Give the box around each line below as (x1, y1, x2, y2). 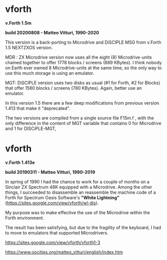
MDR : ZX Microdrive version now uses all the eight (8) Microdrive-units (5, 54, 152, 60)
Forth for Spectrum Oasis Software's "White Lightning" (5, 194, 120, 200)
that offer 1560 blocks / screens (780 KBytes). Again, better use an (5, 85, 142, 91)
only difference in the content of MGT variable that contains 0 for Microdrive (5, 120, 162, 126)
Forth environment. (5, 215, 44, 221)
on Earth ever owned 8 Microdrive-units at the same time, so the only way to (5, 65, 162, 71)
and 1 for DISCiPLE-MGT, (5, 126, 57, 131)
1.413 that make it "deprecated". (5, 105, 71, 111)
